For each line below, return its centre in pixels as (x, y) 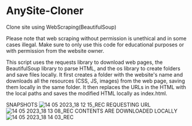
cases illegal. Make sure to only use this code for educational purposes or (95, 45)
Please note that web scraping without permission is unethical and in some (96, 38)
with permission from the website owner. (55, 50)
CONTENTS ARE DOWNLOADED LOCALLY (126, 111)
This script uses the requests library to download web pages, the (84, 62)
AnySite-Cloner (45, 11)
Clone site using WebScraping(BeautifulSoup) (61, 27)
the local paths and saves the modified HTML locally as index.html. (87, 93)
